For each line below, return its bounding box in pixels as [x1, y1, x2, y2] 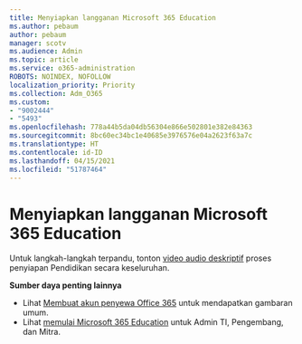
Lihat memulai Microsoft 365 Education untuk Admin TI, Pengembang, [22, 317, 284, 328]
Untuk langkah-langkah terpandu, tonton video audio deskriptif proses [9, 253, 272, 263]
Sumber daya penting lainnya [9, 280, 122, 291]
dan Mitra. [22, 327, 61, 338]
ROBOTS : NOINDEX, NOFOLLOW [9, 72, 111, 81]
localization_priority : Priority [9, 81, 136, 90]
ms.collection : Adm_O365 [9, 89, 103, 98]
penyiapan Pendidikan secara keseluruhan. [9, 263, 170, 273]
